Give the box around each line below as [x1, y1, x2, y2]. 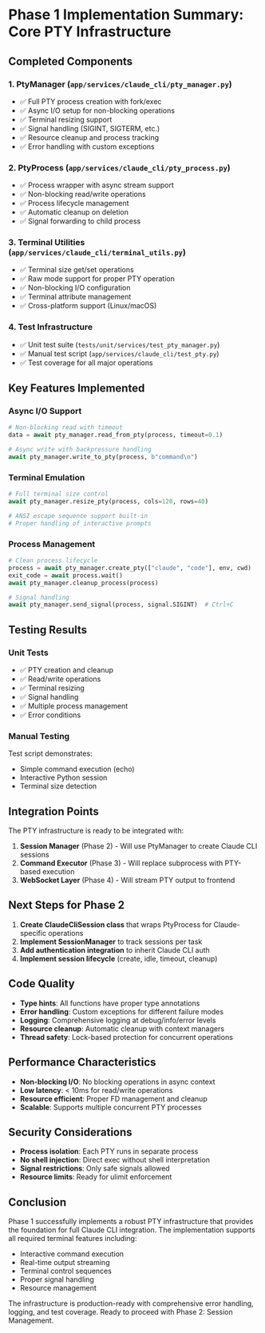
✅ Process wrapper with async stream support [19, 180, 174, 190]
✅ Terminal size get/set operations [19, 265, 134, 275]
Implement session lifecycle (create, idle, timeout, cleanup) [19, 954, 218, 963]
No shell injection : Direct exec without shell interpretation [19, 1155, 210, 1165]
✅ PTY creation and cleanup [19, 664, 114, 674]
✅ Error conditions [19, 710, 81, 720]
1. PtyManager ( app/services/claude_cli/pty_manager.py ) [8, 78, 233, 90]
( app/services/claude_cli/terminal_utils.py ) [8, 247, 186, 258]
